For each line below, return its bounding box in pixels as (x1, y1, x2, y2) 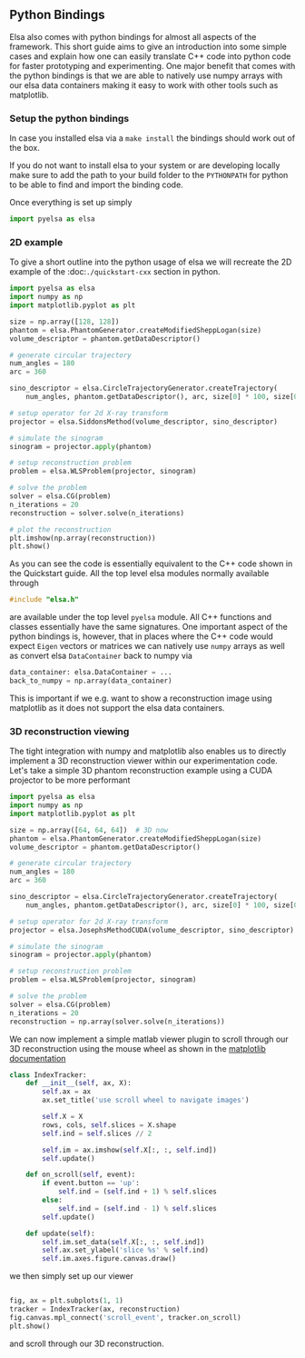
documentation (9, 1053, 66, 1063)
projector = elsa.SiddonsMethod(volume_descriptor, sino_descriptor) (9, 417, 279, 426)
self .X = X (42, 1113, 84, 1122)
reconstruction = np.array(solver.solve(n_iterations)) (9, 1017, 225, 1026)
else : (42, 1195, 64, 1205)
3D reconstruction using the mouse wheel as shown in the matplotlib (9, 1043, 266, 1053)
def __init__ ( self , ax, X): (25, 1079, 132, 1088)
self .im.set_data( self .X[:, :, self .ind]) (42, 1237, 205, 1246)
